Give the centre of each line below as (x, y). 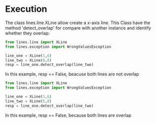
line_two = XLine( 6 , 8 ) (28, 60)
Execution (26, 9)
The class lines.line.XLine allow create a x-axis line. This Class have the (78, 23)
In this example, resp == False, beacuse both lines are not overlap (72, 74)
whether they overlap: (27, 33)
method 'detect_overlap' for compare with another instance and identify (78, 28)
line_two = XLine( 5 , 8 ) (28, 101)
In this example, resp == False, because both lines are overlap (68, 115)
